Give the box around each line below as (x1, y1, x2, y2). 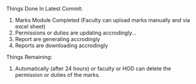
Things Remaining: (6, 54, 52, 60)
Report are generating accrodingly (14, 36, 100, 42)
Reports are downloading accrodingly (14, 42, 108, 49)
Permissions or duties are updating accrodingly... (14, 29, 137, 36)
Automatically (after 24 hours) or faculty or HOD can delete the (14, 65, 171, 72)
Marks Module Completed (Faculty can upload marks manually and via (14, 17, 191, 23)
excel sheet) (14, 23, 46, 30)
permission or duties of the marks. (14, 71, 100, 78)
